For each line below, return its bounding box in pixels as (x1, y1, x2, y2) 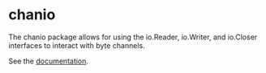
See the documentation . (8, 56, 89, 66)
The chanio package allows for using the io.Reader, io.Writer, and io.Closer (8, 32, 258, 42)
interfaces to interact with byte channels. (8, 40, 145, 50)
